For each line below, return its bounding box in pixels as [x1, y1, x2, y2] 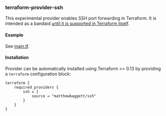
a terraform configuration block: [5, 71, 71, 77]
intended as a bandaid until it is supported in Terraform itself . [5, 20, 130, 26]
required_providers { [14, 85, 58, 90]
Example [5, 32, 24, 38]
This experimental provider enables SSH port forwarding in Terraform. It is [5, 15, 157, 21]
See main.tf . [5, 43, 30, 49]
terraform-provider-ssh [5, 4, 63, 11]
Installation [5, 54, 29, 61]
